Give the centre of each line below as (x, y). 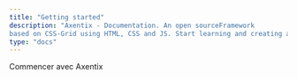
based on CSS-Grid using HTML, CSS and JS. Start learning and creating (146, 33)
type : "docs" (33, 42)
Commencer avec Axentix (56, 67)
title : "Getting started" (57, 17)
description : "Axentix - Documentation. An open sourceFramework (132, 25)
